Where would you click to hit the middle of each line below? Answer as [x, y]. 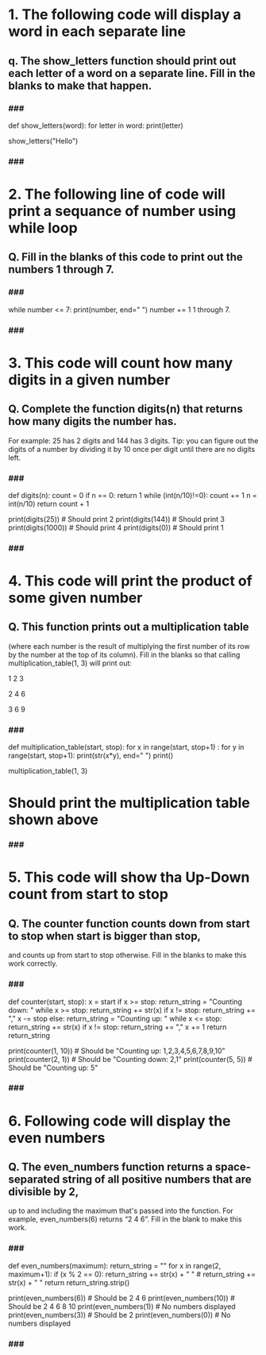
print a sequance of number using [122, 211]
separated [34, 1180]
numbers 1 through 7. [62, 270]
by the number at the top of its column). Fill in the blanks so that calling [124, 654]
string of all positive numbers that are [157, 1180]
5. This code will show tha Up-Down [129, 877]
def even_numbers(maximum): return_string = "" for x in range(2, [115, 1265]
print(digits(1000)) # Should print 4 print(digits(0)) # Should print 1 [116, 527]
